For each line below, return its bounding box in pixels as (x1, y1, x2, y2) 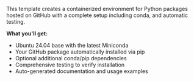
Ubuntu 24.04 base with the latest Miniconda (15, 42, 129, 49)
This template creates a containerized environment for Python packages (6, 5, 188, 12)
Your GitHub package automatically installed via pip (15, 48, 145, 55)
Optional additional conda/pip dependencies (15, 55, 127, 62)
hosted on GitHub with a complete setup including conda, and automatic (6, 12, 188, 19)
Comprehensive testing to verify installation (15, 61, 125, 68)
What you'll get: (6, 30, 48, 37)
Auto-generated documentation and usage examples (15, 68, 148, 75)
